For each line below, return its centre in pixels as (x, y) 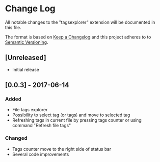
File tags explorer (30, 110)
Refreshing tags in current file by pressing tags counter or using (77, 120)
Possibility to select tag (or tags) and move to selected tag (71, 115)
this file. (13, 27)
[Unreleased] (26, 58)
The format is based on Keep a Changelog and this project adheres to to (78, 37)
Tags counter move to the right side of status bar (62, 149)
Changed (16, 138)
